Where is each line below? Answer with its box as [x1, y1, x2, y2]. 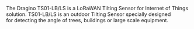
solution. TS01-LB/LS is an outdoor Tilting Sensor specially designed [6, 11, 171, 18]
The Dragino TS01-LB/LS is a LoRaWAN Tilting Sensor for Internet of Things [6, 5, 189, 11]
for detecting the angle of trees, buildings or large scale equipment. [6, 17, 168, 23]
